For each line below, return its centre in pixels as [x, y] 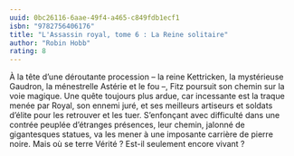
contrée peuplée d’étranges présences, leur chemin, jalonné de [128, 125]
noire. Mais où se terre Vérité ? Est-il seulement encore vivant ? [128, 144]
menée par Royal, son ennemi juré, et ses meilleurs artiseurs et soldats [141, 106]
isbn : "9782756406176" [52, 26]
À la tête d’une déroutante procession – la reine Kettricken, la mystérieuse [147, 77]
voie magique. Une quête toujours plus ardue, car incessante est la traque [147, 96]
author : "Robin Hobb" [50, 43]
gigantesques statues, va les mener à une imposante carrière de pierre [142, 134]
